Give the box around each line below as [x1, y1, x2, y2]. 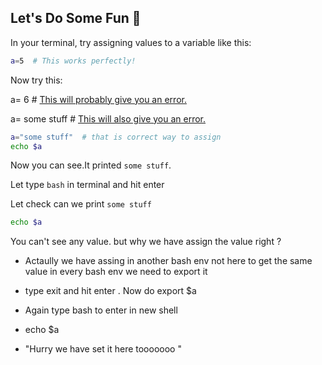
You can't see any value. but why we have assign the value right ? [10, 236, 282, 248]
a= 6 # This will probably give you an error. [10, 93, 187, 105]
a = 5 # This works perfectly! [10, 56, 137, 66]
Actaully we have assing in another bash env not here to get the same [24, 255, 313, 267]
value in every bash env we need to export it [24, 266, 208, 278]
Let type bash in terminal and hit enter [10, 179, 165, 191]
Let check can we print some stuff [10, 198, 152, 210]
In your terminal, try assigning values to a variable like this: [10, 36, 252, 48]
